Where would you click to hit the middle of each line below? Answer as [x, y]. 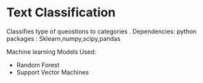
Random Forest [38, 65]
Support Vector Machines [52, 72]
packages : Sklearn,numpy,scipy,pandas [63, 38]
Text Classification [61, 13]
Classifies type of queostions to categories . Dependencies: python [101, 31]
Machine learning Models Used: [51, 52]
